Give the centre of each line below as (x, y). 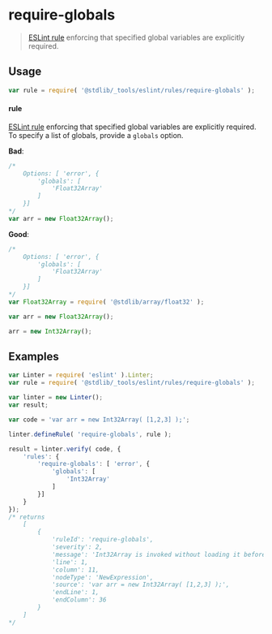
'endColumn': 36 (79, 600)
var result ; (28, 405)
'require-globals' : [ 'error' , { (94, 464)
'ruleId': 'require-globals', (102, 540)
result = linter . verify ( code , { (65, 449)
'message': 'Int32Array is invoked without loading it (146, 554)
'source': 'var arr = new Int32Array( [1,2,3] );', (140, 585)
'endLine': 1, (75, 593)
